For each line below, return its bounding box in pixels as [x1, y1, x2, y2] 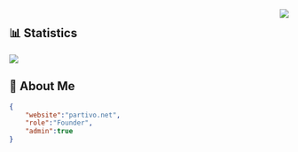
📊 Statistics [9, 26, 78, 41]
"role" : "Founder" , [25, 118, 93, 127]
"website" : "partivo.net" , [25, 110, 122, 119]
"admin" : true [25, 127, 74, 136]
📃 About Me [9, 79, 75, 94]
